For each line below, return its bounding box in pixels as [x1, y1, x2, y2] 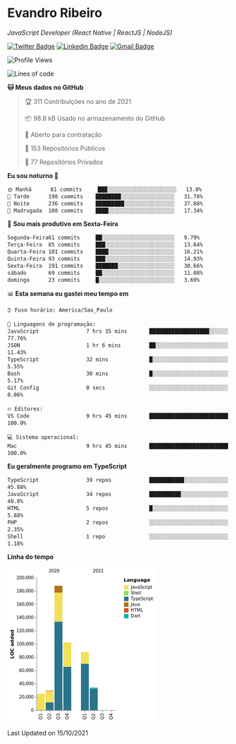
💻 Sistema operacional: [7, 433, 80, 441]
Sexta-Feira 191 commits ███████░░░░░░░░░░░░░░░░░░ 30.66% [7, 262, 203, 269]
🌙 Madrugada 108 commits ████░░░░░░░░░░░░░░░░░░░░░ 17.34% [7, 207, 203, 214]
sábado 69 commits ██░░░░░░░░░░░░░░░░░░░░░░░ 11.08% [7, 269, 203, 276]
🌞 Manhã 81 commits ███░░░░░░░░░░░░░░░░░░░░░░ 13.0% [7, 186, 202, 193]
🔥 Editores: [7, 405, 44, 413]
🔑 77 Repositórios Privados [24, 158, 104, 166]
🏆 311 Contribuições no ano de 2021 [24, 97, 132, 105]
